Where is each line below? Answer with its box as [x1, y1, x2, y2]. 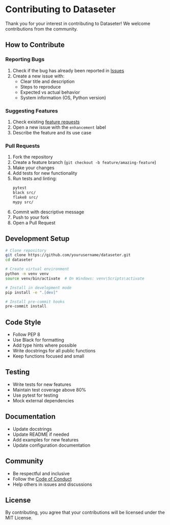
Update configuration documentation [12, 442, 91, 448]
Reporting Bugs [5, 56, 45, 63]
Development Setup [5, 234, 70, 243]
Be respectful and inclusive [12, 470, 70, 477]
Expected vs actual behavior [20, 89, 80, 95]
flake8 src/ [12, 195, 38, 200]
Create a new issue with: [12, 73, 65, 79]
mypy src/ [12, 200, 34, 205]
